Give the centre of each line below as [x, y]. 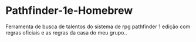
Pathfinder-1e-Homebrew [69, 11]
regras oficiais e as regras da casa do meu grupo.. [66, 32]
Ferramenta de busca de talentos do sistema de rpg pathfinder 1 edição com [98, 26]
